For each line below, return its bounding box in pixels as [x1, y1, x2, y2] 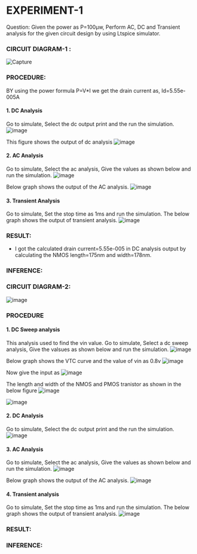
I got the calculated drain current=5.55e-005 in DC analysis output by [14, 245, 186, 252]
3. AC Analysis [6, 446, 44, 453]
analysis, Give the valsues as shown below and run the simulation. [6, 346, 169, 353]
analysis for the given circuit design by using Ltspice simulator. [6, 29, 161, 37]
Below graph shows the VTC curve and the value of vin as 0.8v [6, 357, 161, 364]
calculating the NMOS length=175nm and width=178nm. [14, 252, 152, 259]
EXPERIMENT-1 [6, 4, 84, 17]
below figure [6, 387, 38, 394]
